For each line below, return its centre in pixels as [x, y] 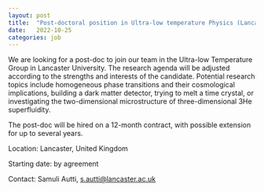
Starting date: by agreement [53, 164]
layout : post [29, 15]
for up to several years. [46, 134]
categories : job [35, 37]
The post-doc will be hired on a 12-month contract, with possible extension [130, 125]
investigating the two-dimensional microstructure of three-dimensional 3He [130, 101]
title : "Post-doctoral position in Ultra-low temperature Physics [121, 23]
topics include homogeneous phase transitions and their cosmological [122, 85]
